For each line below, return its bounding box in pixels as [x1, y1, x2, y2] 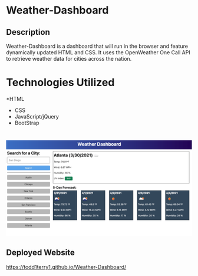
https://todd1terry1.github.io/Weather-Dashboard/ [6, 263, 127, 270]
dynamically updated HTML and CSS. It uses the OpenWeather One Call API [6, 49, 190, 56]
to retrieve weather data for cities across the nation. [6, 55, 132, 62]
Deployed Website [6, 248, 75, 258]
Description [6, 27, 50, 37]
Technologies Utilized [6, 76, 115, 89]
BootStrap [14, 119, 39, 126]
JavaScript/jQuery [14, 113, 59, 120]
